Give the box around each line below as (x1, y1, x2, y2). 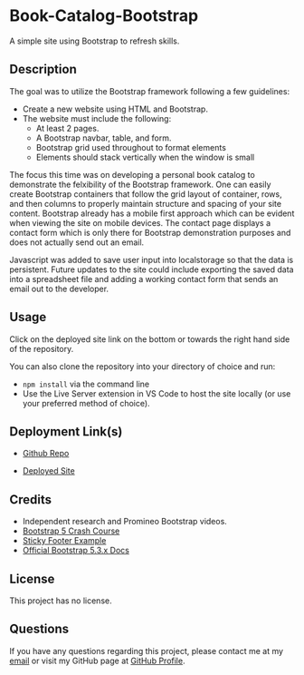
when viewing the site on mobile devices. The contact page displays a (9, 217, 271, 228)
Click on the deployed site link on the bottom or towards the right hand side (9, 333, 290, 345)
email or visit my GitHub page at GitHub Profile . (9, 655, 185, 666)
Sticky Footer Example (22, 535, 107, 546)
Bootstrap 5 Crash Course (22, 525, 120, 536)
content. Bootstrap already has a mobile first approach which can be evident (9, 208, 295, 219)
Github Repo (22, 448, 70, 459)
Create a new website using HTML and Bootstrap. (22, 103, 208, 114)
